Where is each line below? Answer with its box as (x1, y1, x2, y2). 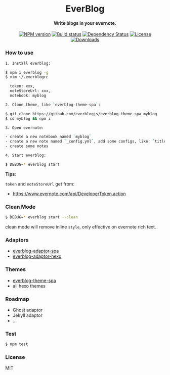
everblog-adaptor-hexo (12, 253, 62, 259)
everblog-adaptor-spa (12, 248, 59, 254)
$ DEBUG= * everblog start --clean (5, 215, 78, 220)
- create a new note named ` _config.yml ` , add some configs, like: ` (5, 139, 155, 144)
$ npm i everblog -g (5, 70, 49, 75)
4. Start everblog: (5, 153, 47, 158)
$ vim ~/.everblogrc (5, 74, 49, 80)
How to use (5, 49, 34, 56)
